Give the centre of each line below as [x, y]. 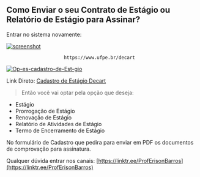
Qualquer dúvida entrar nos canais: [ [53, 160]
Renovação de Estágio [43, 117]
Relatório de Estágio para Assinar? [73, 20]
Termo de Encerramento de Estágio [60, 130]
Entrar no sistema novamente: [44, 34]
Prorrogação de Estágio [45, 111]
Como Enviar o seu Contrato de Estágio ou [88, 10]
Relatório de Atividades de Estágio [58, 124]
